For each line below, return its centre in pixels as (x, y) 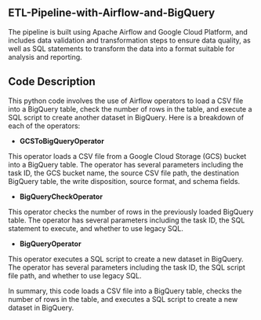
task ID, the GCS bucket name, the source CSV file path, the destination (123, 173)
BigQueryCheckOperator (61, 197)
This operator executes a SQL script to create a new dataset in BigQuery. (126, 259)
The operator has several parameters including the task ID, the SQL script (127, 267)
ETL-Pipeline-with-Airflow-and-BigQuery (112, 13)
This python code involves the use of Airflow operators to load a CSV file (126, 101)
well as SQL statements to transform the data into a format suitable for (121, 48)
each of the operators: (44, 126)
